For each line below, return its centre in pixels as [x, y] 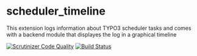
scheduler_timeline [56, 11]
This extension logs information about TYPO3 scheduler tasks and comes [99, 28]
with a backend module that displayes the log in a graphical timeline [91, 34]
